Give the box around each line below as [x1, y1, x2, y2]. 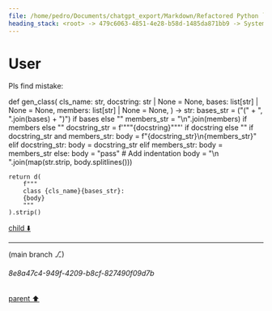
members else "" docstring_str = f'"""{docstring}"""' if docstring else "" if [8, 123, 254, 132]
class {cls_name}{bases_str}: [23, 188, 125, 196]
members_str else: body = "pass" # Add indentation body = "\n [8, 149, 219, 158]
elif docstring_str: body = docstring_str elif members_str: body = [8, 140, 223, 150]
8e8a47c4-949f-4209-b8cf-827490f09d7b [8, 269, 155, 279]
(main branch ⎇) [8, 249, 65, 260]
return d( [8, 173, 42, 181]
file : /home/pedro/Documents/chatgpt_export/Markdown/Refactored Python [8, 11, 259, 20]
